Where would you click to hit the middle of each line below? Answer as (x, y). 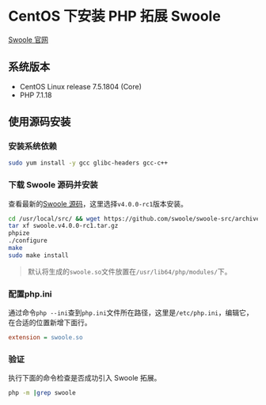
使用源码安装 (40, 122)
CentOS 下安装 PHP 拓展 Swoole (115, 16)
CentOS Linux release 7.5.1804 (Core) (81, 86)
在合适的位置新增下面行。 (50, 323)
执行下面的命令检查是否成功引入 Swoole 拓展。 (85, 378)
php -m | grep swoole (42, 393)
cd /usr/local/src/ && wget (55, 218)
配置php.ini (30, 293)
